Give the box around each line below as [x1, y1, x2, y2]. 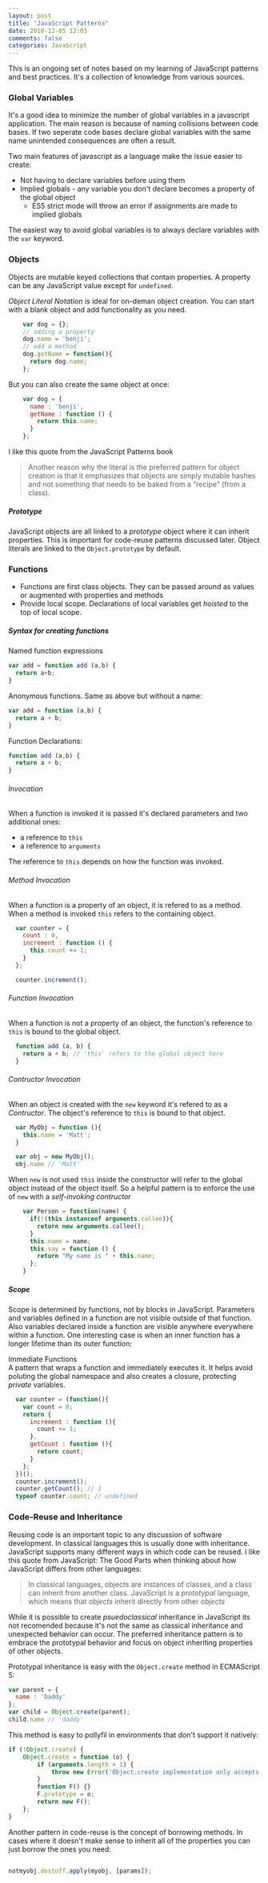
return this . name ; [37, 417, 98, 425]
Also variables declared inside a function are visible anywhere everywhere [8, 1321, 254, 1331]
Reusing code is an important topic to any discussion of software [8, 1530, 222, 1539]
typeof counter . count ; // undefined [15, 1492, 138, 1501]
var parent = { [8, 1686, 59, 1694]
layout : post [8, 11, 52, 20]
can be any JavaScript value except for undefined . [8, 280, 174, 290]
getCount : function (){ [29, 1440, 113, 1449]
